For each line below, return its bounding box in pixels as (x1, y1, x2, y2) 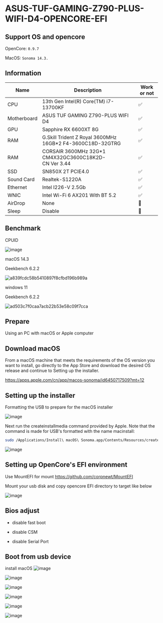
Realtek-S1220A (42, 176, 81, 183)
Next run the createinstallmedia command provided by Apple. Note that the (5, 423, 155, 429)
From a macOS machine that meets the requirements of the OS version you (5, 357, 155, 363)
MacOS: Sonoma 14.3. (5, 55, 49, 61)
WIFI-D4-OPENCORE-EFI (5, 13, 108, 24)
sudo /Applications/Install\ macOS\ (5, 438, 79, 443)
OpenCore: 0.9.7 (5, 46, 39, 51)
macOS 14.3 (5, 256, 29, 262)
